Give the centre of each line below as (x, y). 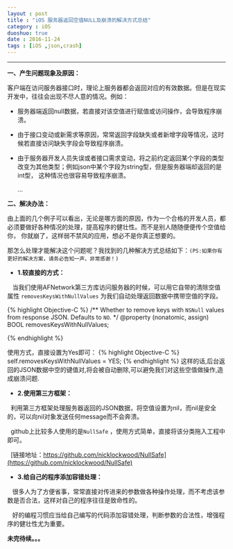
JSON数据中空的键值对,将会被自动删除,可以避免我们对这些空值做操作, (118, 370)
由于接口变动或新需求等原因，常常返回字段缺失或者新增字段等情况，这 (118, 135)
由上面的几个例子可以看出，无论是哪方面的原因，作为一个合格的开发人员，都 (116, 218)
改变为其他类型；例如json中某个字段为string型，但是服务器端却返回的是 (119, 167)
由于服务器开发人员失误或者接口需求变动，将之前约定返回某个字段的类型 (120, 158)
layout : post (28, 14)
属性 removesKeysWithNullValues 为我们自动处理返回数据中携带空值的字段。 (114, 296)
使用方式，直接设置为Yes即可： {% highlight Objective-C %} (94, 352)
